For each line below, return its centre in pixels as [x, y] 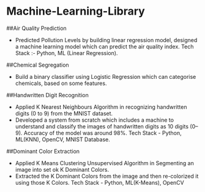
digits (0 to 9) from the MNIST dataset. [64, 113]
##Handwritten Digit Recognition [47, 95]
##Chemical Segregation [38, 65]
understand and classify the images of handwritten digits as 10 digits [102, 126]
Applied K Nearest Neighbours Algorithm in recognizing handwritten [101, 107]
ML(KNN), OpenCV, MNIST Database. [62, 139]
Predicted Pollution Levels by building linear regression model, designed [106, 40]
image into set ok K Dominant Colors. [62, 169]
